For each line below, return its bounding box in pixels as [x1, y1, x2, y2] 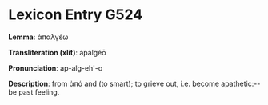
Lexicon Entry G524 [8, 6, 143, 24]
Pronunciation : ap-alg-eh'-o [8, 63, 103, 73]
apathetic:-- [221, 79, 261, 88]
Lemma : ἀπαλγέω [8, 32, 69, 42]
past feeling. [18, 87, 60, 97]
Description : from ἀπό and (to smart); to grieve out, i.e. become [8, 79, 220, 88]
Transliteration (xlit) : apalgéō [8, 47, 106, 57]
